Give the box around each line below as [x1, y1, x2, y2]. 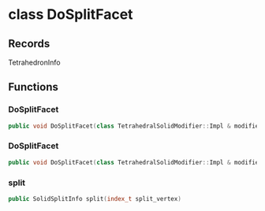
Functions [8, 80, 59, 94]
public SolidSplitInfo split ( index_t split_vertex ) [8, 195, 181, 203]
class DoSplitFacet [8, 6, 133, 24]
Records [8, 37, 50, 50]
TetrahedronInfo [8, 57, 61, 67]
